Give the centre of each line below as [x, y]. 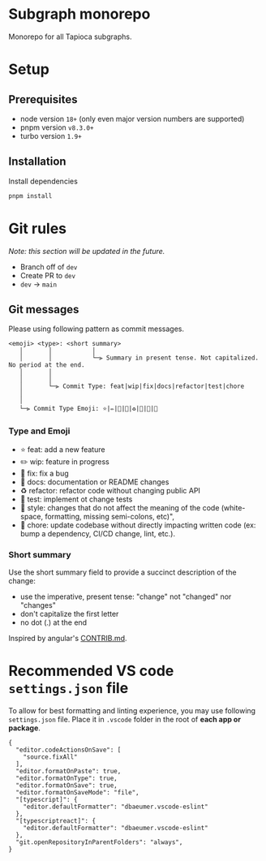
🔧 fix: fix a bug [44, 473]
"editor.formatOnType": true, [66, 778]
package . [24, 728]
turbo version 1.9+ [51, 136]
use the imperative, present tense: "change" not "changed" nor [126, 596]
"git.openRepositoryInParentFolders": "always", [99, 842]
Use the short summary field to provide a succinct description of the [122, 572]
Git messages [44, 309]
